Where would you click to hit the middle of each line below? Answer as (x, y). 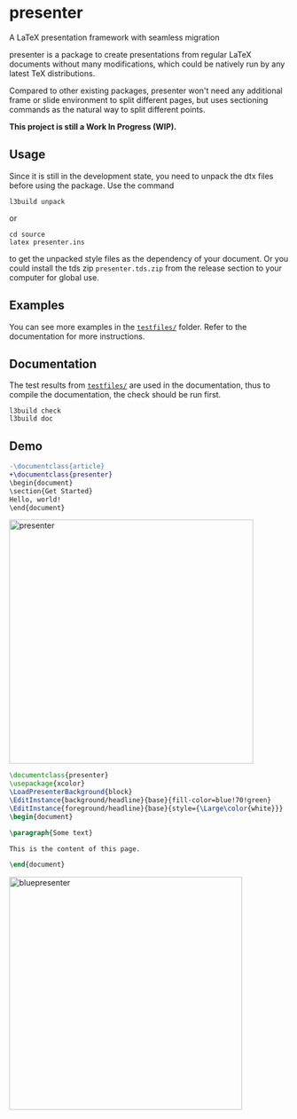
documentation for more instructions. (77, 336)
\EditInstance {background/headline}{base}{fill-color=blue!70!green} (141, 800)
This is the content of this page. (75, 849)
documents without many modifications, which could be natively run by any (147, 64)
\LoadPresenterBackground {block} (71, 792)
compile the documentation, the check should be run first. (115, 395)
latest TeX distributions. (52, 73)
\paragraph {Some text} (51, 832)
